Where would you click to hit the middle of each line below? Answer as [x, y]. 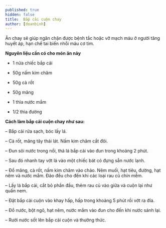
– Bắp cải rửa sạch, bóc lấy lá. [36, 131]
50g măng [23, 92]
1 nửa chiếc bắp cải [32, 63]
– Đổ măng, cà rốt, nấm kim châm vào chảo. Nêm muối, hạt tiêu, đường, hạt [83, 170]
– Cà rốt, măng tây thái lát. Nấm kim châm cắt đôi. [56, 141]
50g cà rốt [23, 83]
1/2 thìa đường [27, 112]
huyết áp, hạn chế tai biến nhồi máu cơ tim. [50, 44]
